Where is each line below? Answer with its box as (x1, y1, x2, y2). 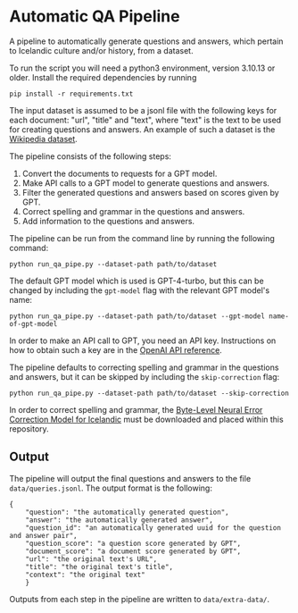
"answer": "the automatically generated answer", (25, 516, 214, 525)
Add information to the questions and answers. (21, 215, 195, 226)
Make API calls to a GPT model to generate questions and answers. (21, 177, 270, 189)
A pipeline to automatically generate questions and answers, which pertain (9, 36, 284, 46)
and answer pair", (9, 531, 78, 540)
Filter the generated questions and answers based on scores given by (21, 187, 279, 197)
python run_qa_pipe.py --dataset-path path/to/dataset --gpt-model (9, 311, 266, 321)
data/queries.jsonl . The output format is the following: (9, 483, 212, 493)
